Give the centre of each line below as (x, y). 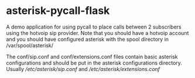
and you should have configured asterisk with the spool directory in (87, 39)
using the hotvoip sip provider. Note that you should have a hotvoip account (97, 33)
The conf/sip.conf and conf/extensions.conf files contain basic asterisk (92, 56)
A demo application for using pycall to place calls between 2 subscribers (94, 27)
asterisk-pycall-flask (58, 11)
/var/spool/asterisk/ (30, 45)
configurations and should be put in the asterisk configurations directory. (94, 63)
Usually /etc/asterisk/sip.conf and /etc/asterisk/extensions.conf (83, 69)
